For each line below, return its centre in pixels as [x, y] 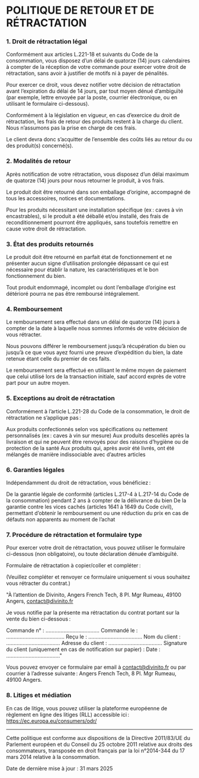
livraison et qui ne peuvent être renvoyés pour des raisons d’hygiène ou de [97, 442]
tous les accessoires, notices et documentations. [66, 198]
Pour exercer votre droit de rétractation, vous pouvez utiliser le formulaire [96, 548]
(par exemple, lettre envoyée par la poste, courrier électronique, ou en [92, 97]
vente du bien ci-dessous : [38, 619]
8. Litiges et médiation [39, 695]
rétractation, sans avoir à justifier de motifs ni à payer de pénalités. [87, 73]
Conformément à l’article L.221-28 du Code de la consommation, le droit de [98, 411]
